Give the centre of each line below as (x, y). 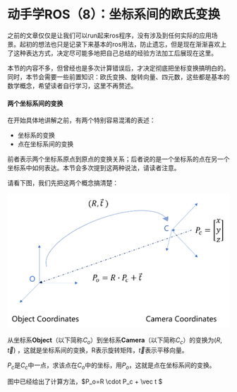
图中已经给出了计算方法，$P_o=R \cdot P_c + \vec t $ (85, 381)
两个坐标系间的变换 (35, 103)
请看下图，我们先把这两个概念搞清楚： (63, 183)
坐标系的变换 (36, 136)
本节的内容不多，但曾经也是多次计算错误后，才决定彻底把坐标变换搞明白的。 (119, 68)
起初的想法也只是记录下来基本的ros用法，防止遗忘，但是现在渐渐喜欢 (120, 44)
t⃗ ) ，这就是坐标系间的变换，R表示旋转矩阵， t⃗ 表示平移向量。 (98, 350)
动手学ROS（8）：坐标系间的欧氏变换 (114, 14)
